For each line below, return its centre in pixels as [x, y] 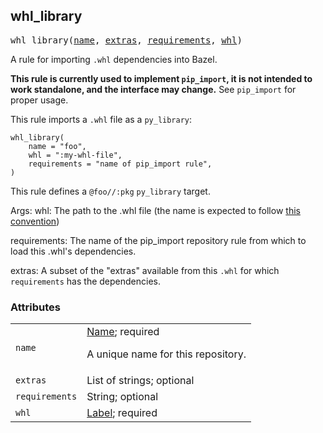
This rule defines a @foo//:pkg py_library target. [110, 191]
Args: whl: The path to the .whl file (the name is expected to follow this [155, 210]
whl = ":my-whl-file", [75, 155]
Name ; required [123, 332]
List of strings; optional [140, 381]
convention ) [35, 221]
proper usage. [39, 100]
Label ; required [122, 413]
